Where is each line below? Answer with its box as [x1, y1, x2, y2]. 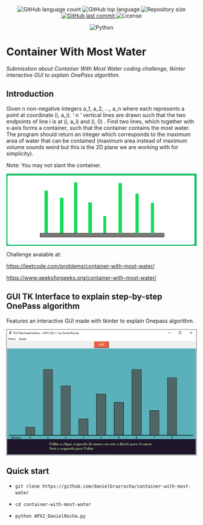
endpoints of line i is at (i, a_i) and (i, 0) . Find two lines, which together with [6, 118, 195, 125]
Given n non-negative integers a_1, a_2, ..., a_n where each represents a [6, 105, 185, 112]
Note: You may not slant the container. [6, 161, 101, 169]
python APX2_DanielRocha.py [14, 513, 86, 519]
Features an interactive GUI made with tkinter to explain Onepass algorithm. [6, 317, 195, 324]
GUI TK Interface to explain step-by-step [6, 292, 163, 302]
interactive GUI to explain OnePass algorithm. [6, 71, 120, 79]
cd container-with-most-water [14, 501, 92, 507]
